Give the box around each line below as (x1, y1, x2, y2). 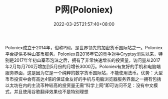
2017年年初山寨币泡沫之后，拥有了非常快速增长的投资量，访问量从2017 (13, 57, 160, 63)
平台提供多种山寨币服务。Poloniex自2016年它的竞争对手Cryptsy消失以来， (5, 51, 158, 57)
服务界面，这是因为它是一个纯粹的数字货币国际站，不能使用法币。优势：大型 (5, 69, 163, 75)
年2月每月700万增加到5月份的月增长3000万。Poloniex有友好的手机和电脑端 (5, 63, 161, 69)
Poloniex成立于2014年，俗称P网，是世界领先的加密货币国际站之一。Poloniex (5, 44, 163, 50)
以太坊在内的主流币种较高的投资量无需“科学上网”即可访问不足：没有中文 (5, 82, 154, 88)
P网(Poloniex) (54, 4, 113, 16)
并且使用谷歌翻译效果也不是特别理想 (13, 88, 88, 94)
